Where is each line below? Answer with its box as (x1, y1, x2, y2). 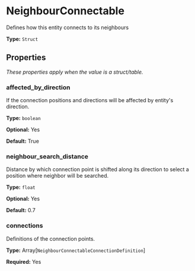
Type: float (6, 184, 36, 191)
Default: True (6, 138, 40, 145)
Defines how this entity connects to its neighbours (6, 24, 129, 31)
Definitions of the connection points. (6, 235, 95, 242)
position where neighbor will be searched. (6, 172, 109, 179)
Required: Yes (6, 258, 41, 265)
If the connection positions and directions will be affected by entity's (6, 97, 174, 104)
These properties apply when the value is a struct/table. (6, 68, 143, 75)
